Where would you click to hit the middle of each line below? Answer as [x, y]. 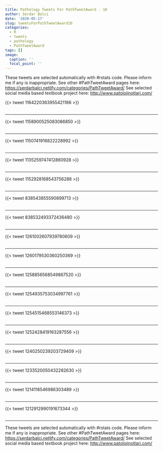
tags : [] [14, 50]
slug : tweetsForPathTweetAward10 [39, 23]
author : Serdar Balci [27, 14]
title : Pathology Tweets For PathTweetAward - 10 [56, 9]
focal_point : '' [26, 64]
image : [12, 55]
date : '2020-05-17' [25, 18]
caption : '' [22, 59]
